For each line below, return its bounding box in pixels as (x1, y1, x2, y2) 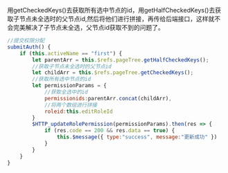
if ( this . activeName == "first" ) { (19, 50, 123, 57)
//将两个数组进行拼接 (44, 101, 98, 109)
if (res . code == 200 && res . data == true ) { (44, 127, 175, 134)
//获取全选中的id (44, 89, 88, 95)
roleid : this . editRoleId (44, 108, 113, 115)
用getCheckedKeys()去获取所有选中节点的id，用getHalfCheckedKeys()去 (7, 6, 216, 14)
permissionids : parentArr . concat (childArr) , (44, 95, 172, 102)
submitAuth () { (7, 44, 51, 51)
